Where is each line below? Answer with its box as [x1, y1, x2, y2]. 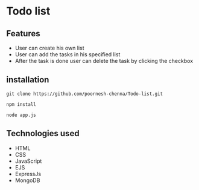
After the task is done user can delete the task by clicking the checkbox [14, 57, 194, 64]
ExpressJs [14, 170, 41, 177]
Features [6, 28, 40, 39]
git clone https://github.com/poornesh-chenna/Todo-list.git [6, 91, 163, 97]
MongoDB [14, 177, 40, 184]
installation [6, 74, 49, 85]
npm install [6, 101, 36, 107]
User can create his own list [14, 44, 84, 51]
